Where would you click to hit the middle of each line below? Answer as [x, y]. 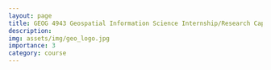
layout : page [30, 16]
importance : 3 [32, 46]
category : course [38, 53]
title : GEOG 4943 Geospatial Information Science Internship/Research [129, 23]
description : [30, 31]
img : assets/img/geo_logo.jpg [59, 38]
